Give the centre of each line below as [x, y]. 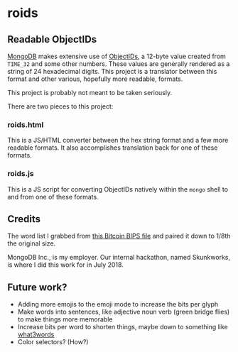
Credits [24, 219]
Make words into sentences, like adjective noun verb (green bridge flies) [124, 312]
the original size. [32, 243]
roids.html [26, 124]
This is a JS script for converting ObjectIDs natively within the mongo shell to [118, 189]
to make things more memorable [65, 319]
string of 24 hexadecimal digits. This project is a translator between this [112, 71]
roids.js [21, 174]
